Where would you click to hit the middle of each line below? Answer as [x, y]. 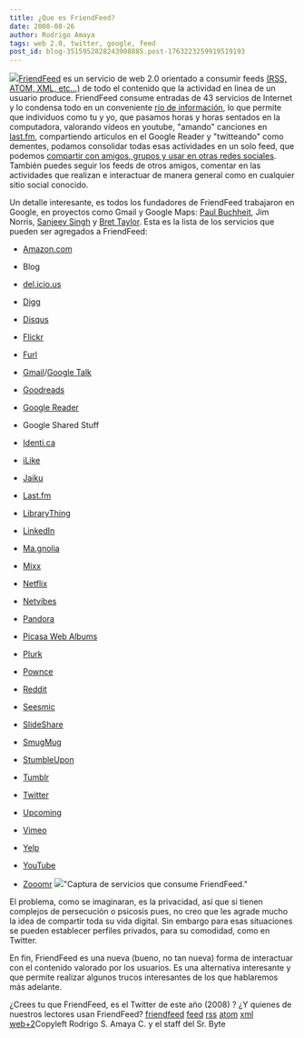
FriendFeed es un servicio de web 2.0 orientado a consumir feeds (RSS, [153, 79]
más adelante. [36, 987]
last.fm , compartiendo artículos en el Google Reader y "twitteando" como [147, 136]
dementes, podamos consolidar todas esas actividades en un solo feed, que [152, 146]
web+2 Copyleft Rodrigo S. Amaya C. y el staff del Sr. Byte [118, 1024]
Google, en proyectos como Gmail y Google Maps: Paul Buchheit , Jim [139, 212]
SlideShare [43, 724]
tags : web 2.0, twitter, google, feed [83, 43]
